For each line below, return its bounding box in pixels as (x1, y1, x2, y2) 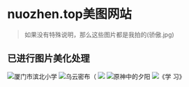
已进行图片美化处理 (7, 52, 90, 64)
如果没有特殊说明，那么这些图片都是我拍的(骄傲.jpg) (24, 30, 174, 39)
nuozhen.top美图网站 (7, 6, 133, 22)
